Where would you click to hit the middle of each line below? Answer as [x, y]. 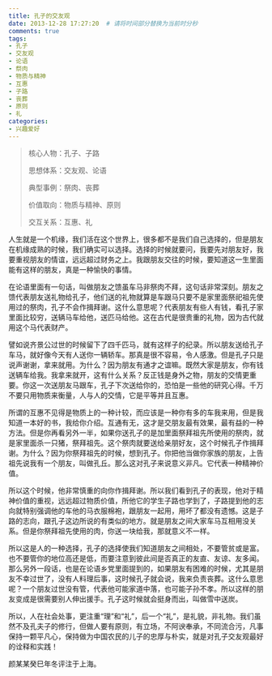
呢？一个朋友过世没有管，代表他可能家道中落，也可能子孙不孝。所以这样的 [132, 588]
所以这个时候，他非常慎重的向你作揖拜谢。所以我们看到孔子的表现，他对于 [132, 490]
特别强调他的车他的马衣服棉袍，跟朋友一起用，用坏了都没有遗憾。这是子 [143, 511]
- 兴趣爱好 [24, 129]
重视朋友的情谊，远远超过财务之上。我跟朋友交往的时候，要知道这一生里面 [139, 259]
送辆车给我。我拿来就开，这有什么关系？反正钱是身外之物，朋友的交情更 [129, 374]
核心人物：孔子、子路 [64, 153]
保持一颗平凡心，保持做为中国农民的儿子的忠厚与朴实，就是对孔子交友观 [129, 636]
